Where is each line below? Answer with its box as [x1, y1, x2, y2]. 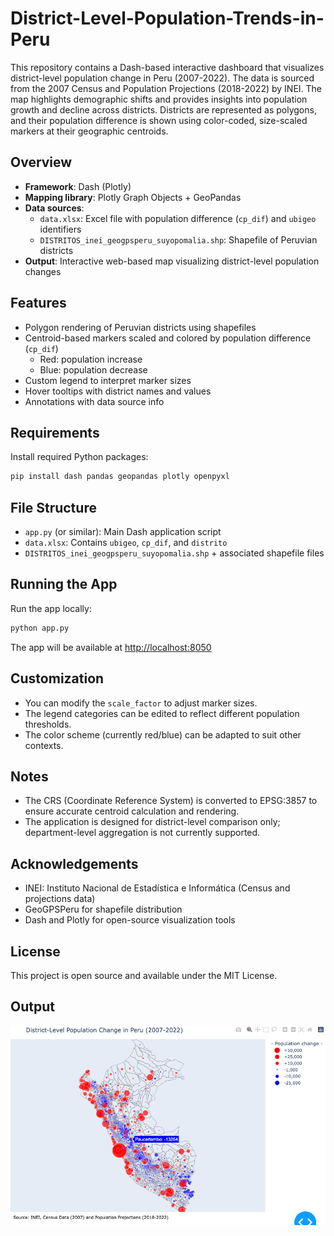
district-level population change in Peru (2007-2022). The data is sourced [10, 72, 315, 84]
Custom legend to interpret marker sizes [24, 374, 192, 386]
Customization [10, 670, 105, 687]
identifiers [39, 223, 82, 235]
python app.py [10, 623, 70, 633]
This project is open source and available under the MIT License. [10, 970, 278, 981]
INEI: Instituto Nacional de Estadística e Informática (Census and [24, 882, 291, 894]
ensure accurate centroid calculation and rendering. [24, 805, 240, 817]
